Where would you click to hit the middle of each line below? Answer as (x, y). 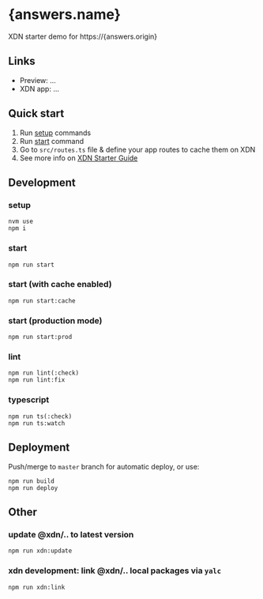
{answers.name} (64, 15)
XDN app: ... (39, 89)
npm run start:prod (40, 337)
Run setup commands (55, 133)
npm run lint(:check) (44, 373)
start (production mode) (55, 320)
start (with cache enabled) (60, 284)
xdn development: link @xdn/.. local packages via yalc (115, 571)
